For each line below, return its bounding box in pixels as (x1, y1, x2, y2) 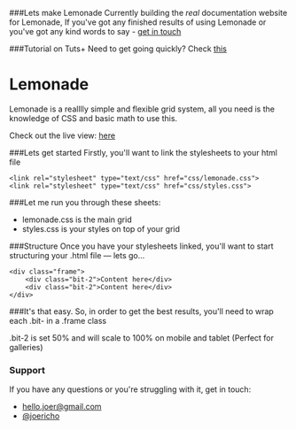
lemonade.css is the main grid (21, 214, 132, 225)
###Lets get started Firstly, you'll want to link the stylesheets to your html (9, 147, 277, 157)
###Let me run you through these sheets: (9, 196, 161, 207)
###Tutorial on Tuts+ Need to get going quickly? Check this (9, 43, 228, 54)
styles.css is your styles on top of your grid (21, 223, 180, 234)
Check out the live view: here (9, 130, 116, 141)
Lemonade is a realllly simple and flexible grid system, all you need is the (9, 104, 275, 114)
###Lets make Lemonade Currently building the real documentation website (9, 8, 288, 18)
